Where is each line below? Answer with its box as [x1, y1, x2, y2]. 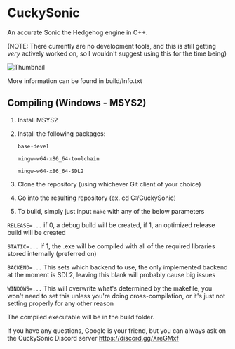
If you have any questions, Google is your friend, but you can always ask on [7, 326, 227, 335]
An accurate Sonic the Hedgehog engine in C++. [7, 28, 148, 37]
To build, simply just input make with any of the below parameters [17, 207, 205, 215]
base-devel [17, 143, 50, 150]
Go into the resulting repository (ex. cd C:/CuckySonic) [17, 193, 177, 202]
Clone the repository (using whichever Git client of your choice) [17, 179, 201, 188]
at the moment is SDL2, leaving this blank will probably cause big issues [7, 270, 216, 279]
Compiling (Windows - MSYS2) [7, 97, 147, 109]
